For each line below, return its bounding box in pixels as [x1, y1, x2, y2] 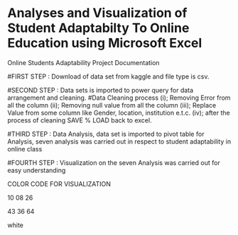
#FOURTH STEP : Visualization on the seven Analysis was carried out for [7, 158, 220, 167]
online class [7, 144, 43, 153]
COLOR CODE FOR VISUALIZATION [7, 179, 112, 188]
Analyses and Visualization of [7, 5, 188, 21]
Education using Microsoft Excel [7, 35, 202, 51]
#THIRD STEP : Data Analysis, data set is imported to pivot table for [7, 130, 205, 138]
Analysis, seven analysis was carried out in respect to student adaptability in [7, 137, 232, 146]
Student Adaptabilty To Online [7, 20, 190, 36]
